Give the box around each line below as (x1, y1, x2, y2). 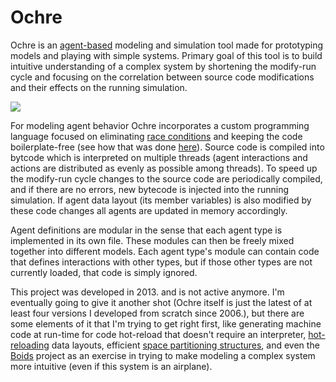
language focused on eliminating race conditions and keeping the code (10, 130, 303, 142)
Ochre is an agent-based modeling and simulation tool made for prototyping (10, 39, 324, 51)
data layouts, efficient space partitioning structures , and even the (51, 339, 320, 351)
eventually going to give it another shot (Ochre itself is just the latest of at (10, 296, 313, 308)
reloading (10, 339, 50, 351)
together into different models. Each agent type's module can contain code (10, 245, 320, 257)
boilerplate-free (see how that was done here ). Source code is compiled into (10, 141, 325, 153)
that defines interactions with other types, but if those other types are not (10, 256, 313, 268)
